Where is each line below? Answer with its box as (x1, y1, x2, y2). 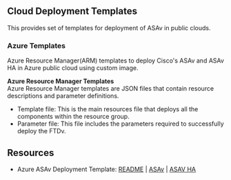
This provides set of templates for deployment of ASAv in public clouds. (7, 23, 212, 32)
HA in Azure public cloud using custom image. (7, 64, 139, 72)
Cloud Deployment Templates (7, 5, 138, 17)
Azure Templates (7, 41, 66, 50)
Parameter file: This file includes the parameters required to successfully (17, 120, 224, 128)
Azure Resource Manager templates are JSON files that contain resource (7, 85, 214, 93)
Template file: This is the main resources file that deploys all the (17, 105, 199, 113)
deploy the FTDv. (17, 127, 67, 135)
